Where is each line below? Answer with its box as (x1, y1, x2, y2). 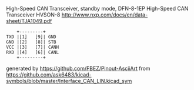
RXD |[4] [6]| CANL (6, 49, 59, 55)
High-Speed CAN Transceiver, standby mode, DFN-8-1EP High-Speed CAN (6, 5, 189, 12)
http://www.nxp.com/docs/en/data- (61, 11, 148, 18)
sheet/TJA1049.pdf (6, 18, 52, 24)
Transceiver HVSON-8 (6, 11, 61, 18)
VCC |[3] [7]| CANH (6, 44, 59, 50)
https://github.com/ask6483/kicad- (6, 71, 92, 78)
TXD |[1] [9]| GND (6, 34, 57, 40)
